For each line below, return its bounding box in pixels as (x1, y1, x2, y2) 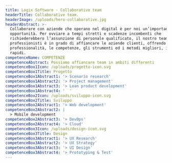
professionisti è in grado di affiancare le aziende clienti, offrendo (10, 41, 166, 46)
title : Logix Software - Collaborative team (5, 7, 102, 13)
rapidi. (10, 50, 27, 55)
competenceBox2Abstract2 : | (5, 107, 66, 112)
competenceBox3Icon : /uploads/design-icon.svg (5, 126, 106, 131)
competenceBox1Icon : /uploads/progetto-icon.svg (5, 64, 111, 69)
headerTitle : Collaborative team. (5, 12, 79, 17)
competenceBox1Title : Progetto (5, 69, 72, 75)
